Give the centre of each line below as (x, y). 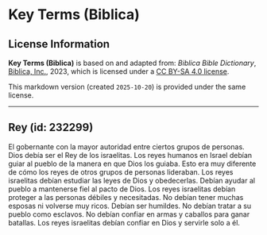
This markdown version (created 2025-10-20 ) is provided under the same (127, 87)
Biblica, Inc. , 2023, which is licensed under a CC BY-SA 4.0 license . (119, 71)
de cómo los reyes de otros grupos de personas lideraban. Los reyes (121, 171)
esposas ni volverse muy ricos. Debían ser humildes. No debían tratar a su (130, 206)
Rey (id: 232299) (51, 127)
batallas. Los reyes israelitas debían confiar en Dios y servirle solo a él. (124, 222)
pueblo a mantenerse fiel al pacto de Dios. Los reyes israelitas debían (122, 189)
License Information (59, 44)
